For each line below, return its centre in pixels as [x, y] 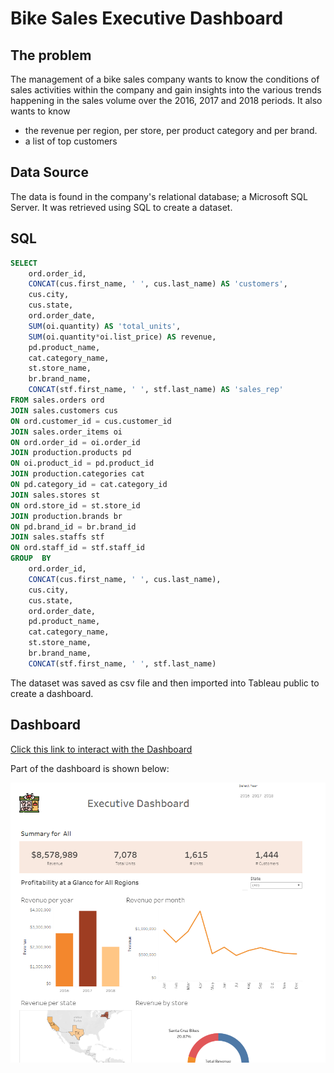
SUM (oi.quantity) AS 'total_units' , [105, 326]
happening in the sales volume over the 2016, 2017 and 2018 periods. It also [166, 100]
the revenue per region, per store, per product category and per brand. [171, 130]
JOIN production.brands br [66, 516]
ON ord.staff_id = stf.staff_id [77, 548]
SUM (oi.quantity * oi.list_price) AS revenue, [122, 337]
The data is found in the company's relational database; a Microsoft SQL [159, 196]
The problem [51, 55]
